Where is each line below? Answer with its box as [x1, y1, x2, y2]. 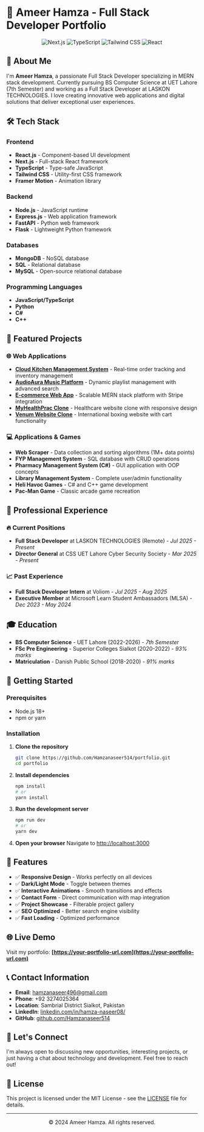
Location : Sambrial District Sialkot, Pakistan [15, 1001, 125, 1009]
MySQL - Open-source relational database [15, 267, 123, 275]
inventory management [15, 372, 73, 379]
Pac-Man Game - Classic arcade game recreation [15, 487, 140, 495]
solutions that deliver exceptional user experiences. [6, 98, 135, 105]
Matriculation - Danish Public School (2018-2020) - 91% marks [15, 658, 175, 665]
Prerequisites [6, 694, 47, 702]
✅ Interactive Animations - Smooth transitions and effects [15, 887, 163, 894]
